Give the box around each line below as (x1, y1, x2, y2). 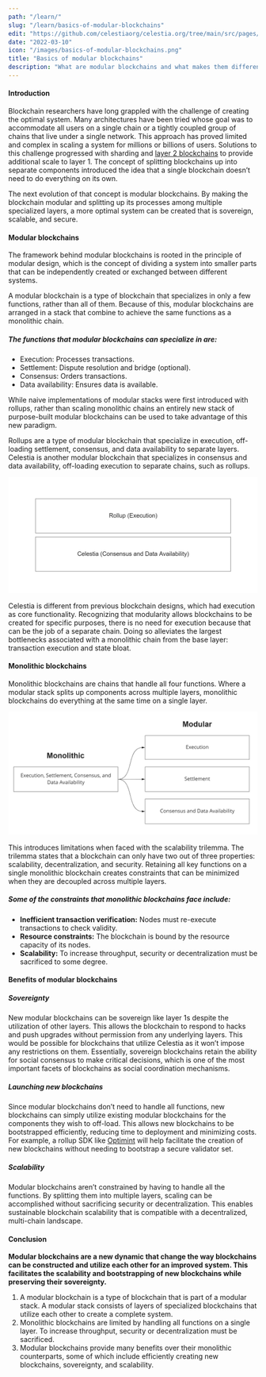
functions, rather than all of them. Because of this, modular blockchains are (8, 299, 254, 309)
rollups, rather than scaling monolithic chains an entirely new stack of (8, 403, 235, 413)
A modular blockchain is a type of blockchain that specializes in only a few (8, 291, 251, 301)
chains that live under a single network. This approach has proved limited (8, 132, 247, 141)
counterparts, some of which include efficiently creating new (19, 1352, 219, 1361)
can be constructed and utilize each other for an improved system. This (8, 1260, 249, 1270)
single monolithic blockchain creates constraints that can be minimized (8, 868, 240, 877)
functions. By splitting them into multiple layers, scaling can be (8, 1191, 212, 1201)
